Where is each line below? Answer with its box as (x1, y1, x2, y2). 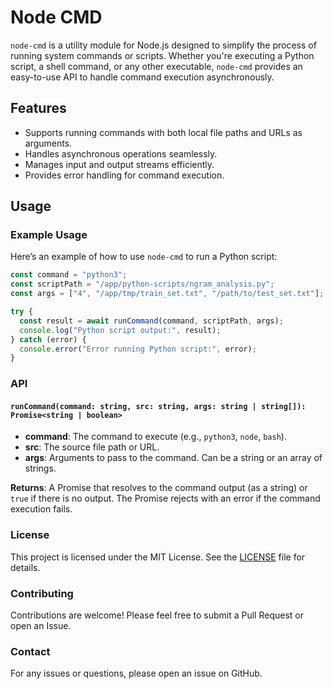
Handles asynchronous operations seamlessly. (24, 147, 218, 160)
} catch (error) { (10, 334, 87, 345)
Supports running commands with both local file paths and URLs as (24, 126, 303, 138)
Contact (10, 644, 51, 658)
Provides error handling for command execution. (24, 169, 225, 181)
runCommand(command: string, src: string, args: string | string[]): (10, 401, 307, 411)
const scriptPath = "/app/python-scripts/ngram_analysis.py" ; (10, 279, 275, 290)
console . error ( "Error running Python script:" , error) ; (19, 344, 257, 354)
